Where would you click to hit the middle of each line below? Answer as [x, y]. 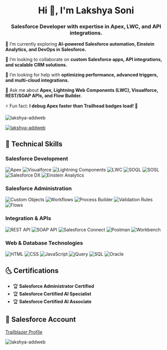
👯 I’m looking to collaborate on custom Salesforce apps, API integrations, [84, 60]
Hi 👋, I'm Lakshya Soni [86, 11]
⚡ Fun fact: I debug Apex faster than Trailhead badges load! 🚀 [72, 106]
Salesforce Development [37, 159]
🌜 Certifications [32, 271]
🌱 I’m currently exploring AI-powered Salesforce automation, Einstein [80, 44]
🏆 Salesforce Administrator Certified [54, 286]
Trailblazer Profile [24, 332]
